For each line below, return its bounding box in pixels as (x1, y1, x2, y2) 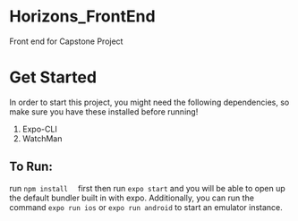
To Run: (9, 159, 54, 174)
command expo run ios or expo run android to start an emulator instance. (9, 201, 284, 212)
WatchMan (21, 132, 63, 144)
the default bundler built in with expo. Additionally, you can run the (9, 192, 255, 203)
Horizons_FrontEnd (9, 6, 156, 27)
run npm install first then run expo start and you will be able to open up (9, 183, 286, 193)
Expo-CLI (21, 123, 58, 134)
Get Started (9, 67, 97, 88)
